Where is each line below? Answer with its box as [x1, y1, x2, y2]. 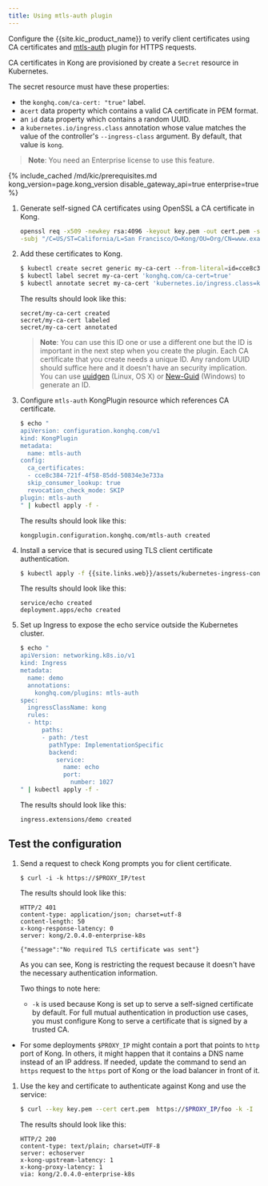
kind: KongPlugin [19, 434, 78, 443]
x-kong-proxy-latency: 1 [19, 1163, 103, 1171]
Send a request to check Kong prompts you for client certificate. [19, 858, 232, 868]
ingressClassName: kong [27, 703, 106, 712]
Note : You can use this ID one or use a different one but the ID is [39, 338, 253, 347]
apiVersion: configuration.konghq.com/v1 [19, 427, 160, 435]
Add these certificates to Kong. [19, 249, 123, 258]
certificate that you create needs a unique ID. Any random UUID [39, 355, 250, 364]
